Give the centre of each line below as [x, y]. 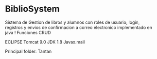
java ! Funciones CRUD [28, 32]
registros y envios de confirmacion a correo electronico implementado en [78, 27]
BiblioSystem [32, 9]
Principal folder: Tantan [28, 51]
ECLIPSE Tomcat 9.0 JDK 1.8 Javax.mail [45, 42]
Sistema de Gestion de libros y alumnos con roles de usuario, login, [72, 22]
